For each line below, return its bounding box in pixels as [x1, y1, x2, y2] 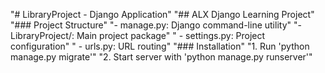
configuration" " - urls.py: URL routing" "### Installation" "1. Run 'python [10, 40, 310, 52]
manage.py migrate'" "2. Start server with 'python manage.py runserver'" [10, 51, 313, 63]
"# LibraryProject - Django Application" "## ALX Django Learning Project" [10, 9, 315, 20]
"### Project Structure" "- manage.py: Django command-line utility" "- [10, 19, 302, 31]
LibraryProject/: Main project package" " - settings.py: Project [10, 30, 266, 41]
